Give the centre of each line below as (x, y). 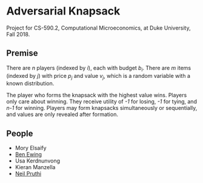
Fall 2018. (18, 34)
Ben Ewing (28, 155)
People (20, 133)
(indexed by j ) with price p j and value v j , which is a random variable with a (98, 76)
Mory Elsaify (31, 148)
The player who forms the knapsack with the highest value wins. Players (97, 95)
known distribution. (30, 83)
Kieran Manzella (35, 167)
